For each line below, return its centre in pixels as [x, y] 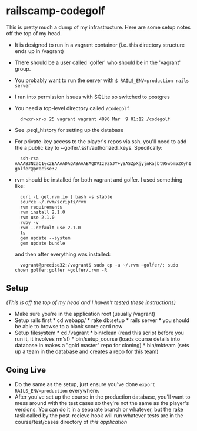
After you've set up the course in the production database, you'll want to [102, 397]
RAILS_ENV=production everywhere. [57, 390]
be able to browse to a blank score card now [69, 326]
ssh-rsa [30, 158]
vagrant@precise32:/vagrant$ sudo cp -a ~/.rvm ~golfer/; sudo [99, 265]
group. [23, 68]
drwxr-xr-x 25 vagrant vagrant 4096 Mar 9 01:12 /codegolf [95, 119]
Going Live [26, 370]
